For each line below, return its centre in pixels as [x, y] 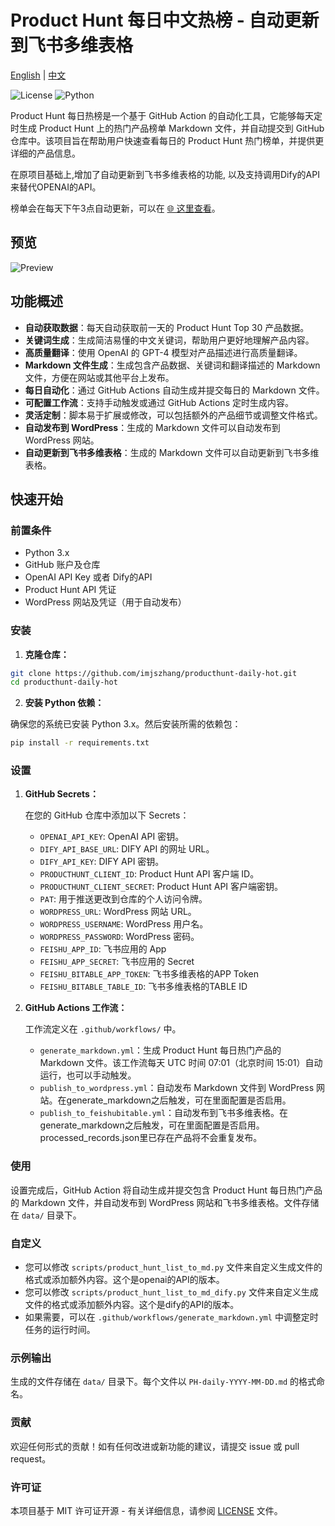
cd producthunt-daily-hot [64, 682]
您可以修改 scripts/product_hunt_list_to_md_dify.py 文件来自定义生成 [171, 1292]
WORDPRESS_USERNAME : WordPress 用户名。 [124, 924]
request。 [31, 1458]
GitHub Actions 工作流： [76, 1008]
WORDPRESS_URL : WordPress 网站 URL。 [118, 912]
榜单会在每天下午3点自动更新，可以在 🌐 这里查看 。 [115, 208]
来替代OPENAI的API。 [56, 187]
